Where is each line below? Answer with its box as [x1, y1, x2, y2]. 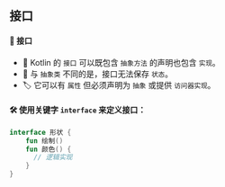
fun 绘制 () [25, 136, 64, 146]
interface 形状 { [9, 128, 72, 137]
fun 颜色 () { [25, 145, 72, 154]
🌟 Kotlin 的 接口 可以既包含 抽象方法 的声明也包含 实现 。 [22, 57, 220, 67]
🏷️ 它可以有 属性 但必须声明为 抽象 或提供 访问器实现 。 [22, 79, 216, 90]
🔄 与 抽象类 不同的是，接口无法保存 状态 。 [22, 68, 174, 79]
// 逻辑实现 [32, 153, 73, 162]
